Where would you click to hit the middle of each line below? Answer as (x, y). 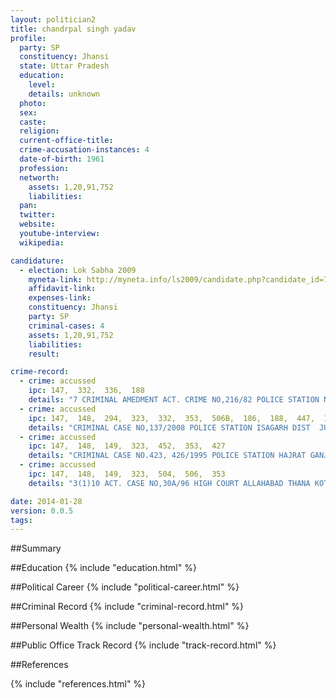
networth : (39, 177)
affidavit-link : (62, 289)
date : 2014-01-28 (46, 501)
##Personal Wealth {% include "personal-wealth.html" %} (130, 626)
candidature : (37, 261)
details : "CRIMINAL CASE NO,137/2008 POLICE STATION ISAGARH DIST (169, 427)
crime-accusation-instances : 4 (84, 150)
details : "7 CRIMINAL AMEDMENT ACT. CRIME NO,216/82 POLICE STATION (174, 400)
